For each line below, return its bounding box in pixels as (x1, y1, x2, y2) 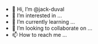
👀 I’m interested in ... (11, 12, 62, 19)
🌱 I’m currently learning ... (11, 18, 75, 25)
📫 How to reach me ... (11, 32, 67, 38)
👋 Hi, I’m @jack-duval (11, 6, 65, 12)
